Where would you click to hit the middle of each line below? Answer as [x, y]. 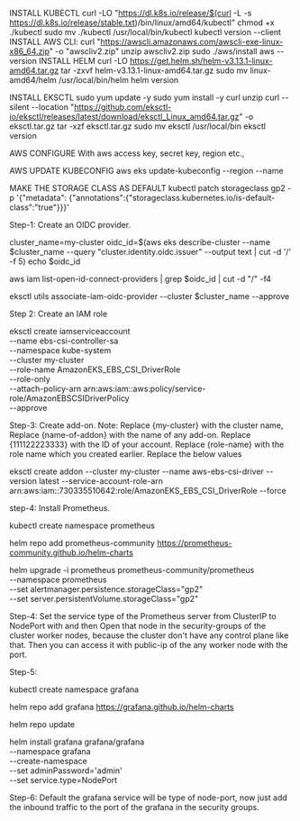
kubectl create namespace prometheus [82, 525]
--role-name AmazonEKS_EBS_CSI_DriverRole [95, 369]
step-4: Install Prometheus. [60, 508]
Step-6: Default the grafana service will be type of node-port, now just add [149, 798]
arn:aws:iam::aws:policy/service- [145, 388]
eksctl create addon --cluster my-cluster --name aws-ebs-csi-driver [136, 471]
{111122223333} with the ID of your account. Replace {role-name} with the [147, 444]
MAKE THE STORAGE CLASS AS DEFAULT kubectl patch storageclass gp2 [147, 188]
